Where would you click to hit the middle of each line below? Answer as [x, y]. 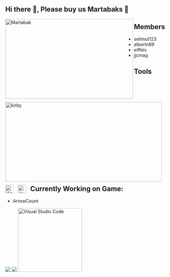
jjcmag [141, 55]
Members [150, 27]
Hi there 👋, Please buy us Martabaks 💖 [67, 9]
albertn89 [144, 44]
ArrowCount [26, 201]
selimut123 [145, 39]
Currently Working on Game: [77, 188]
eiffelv [140, 50]
